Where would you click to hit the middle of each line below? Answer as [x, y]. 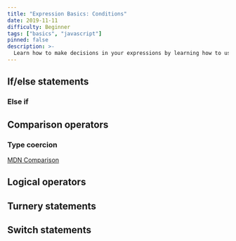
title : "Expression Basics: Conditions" [67, 14]
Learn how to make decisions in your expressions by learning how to [117, 54]
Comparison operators [58, 124]
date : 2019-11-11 [33, 20]
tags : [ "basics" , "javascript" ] [54, 33]
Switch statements [49, 230]
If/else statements [48, 82]
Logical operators [47, 182]
